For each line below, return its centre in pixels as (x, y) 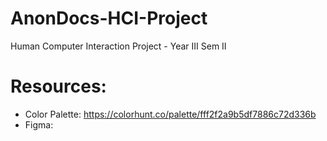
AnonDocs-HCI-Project (109, 18)
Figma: (39, 124)
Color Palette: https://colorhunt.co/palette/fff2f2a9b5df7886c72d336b (170, 114)
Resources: (58, 86)
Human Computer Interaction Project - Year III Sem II (118, 46)
